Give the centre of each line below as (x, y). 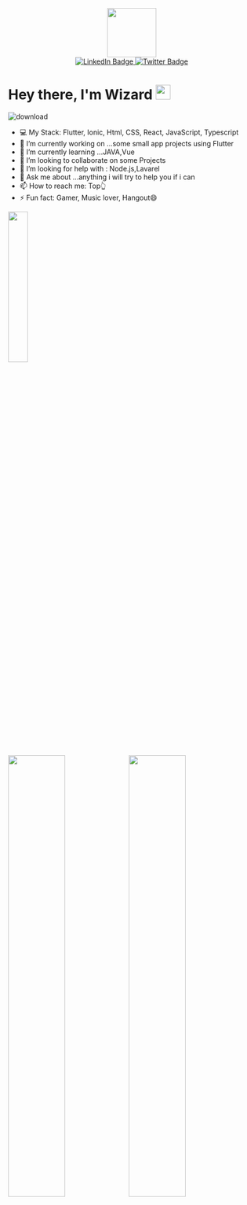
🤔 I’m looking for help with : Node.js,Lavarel (89, 168)
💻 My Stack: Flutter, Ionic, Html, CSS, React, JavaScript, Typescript (129, 132)
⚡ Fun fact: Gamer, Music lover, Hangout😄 (88, 197)
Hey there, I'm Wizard (80, 95)
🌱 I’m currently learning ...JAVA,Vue (77, 152)
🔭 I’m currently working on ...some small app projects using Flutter (126, 143)
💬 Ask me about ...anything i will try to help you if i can (107, 177)
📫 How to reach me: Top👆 (63, 186)
